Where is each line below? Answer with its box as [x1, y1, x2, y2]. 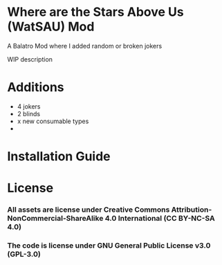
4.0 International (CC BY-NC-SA [104, 214, 216, 223]
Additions [7, 80, 64, 95]
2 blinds [17, 109, 40, 118]
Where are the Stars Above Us [7, 4, 185, 20]
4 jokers [17, 102, 41, 111]
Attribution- [171, 205, 212, 214]
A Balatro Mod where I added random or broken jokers [7, 42, 163, 50]
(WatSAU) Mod [7, 19, 95, 35]
